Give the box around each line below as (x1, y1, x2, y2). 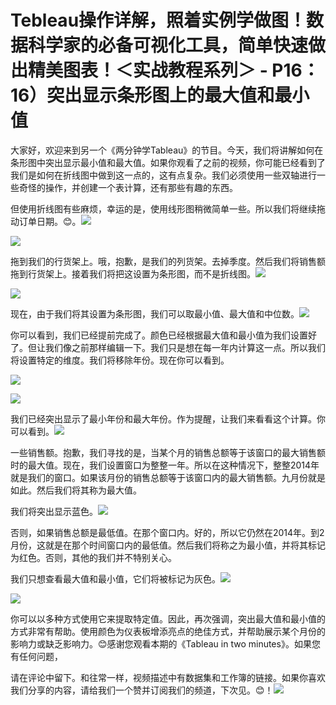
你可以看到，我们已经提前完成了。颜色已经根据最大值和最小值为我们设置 (10, 329, 308, 341)
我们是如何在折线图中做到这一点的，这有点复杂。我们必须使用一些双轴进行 (10, 169, 317, 181)
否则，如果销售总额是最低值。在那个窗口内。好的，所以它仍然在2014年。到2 (10, 526, 325, 538)
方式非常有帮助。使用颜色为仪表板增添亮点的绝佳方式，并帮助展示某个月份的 (10, 625, 326, 637)
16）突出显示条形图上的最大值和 (10, 84, 275, 107)
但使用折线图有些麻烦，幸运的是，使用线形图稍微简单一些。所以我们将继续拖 (10, 202, 326, 215)
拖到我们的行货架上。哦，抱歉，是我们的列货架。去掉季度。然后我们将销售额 (10, 255, 326, 267)
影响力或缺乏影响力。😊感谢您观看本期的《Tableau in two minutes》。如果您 (10, 637, 321, 650)
